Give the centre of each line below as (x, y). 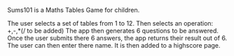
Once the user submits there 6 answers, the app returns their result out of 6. (117, 38)
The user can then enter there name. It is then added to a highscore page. (114, 45)
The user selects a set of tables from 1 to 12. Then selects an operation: (110, 23)
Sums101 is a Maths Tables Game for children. (74, 10)
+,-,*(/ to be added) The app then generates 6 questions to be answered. (113, 31)
